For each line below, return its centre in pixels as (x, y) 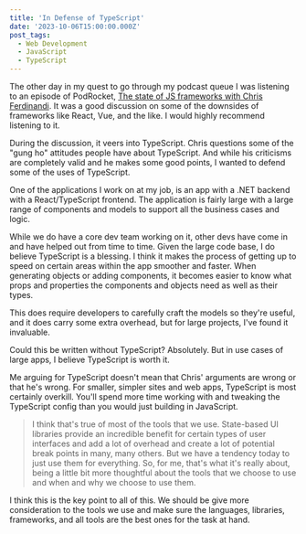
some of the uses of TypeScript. (70, 172)
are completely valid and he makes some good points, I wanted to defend (148, 162)
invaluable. (30, 332)
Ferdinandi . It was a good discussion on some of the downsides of (134, 106)
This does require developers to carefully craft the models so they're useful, (153, 313)
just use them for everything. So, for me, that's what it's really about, (161, 463)
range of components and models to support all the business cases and (145, 209)
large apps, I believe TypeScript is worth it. (90, 359)
